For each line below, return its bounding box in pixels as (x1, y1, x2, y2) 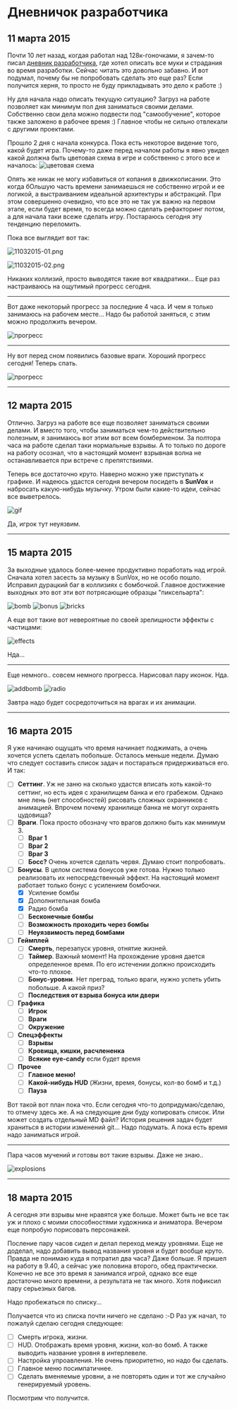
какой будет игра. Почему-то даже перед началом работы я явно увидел (7, 146, 229, 154)
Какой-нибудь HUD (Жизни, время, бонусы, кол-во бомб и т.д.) (28, 1078, 221, 1087)
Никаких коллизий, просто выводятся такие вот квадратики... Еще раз (7, 275, 220, 283)
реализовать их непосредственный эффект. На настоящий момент (17, 873, 220, 882)
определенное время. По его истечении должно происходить (28, 960, 216, 969)
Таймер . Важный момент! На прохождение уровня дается (28, 952, 205, 961)
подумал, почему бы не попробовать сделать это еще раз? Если (7, 73, 203, 82)
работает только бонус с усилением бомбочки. (17, 880, 161, 889)
